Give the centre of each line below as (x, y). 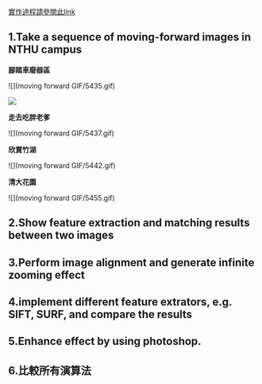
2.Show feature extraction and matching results (129, 223)
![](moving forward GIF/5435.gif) (62, 85)
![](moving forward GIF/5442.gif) (62, 165)
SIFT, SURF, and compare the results (100, 314)
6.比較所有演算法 (50, 370)
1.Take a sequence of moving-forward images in (130, 37)
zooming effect (46, 274)
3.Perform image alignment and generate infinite (131, 263)
